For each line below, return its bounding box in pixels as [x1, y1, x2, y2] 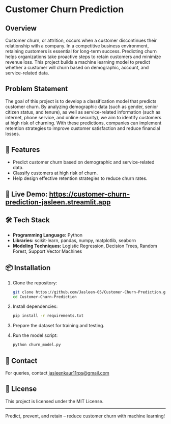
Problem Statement [5, 85, 68, 93]
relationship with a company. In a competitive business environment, [5, 43, 149, 49]
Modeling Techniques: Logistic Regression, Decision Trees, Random [12, 243, 157, 249]
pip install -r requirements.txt [12, 313, 84, 319]
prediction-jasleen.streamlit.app [5, 198, 111, 207]
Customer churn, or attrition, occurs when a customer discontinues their [5, 37, 157, 43]
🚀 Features [5, 145, 40, 154]
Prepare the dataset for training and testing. [12, 323, 105, 329]
